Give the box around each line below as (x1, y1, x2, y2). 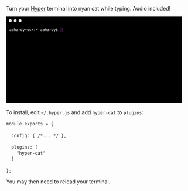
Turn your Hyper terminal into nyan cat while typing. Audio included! (6, 5, 171, 12)
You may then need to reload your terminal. (6, 178, 111, 185)
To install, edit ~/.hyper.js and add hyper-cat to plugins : (6, 109, 143, 116)
